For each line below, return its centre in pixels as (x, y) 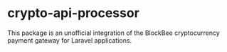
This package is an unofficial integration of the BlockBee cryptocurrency (114, 33)
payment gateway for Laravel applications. (70, 40)
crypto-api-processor (74, 13)
